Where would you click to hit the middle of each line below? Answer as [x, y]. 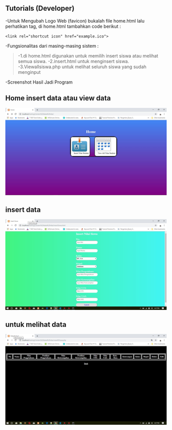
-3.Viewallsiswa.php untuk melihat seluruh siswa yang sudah [82, 67]
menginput [29, 72]
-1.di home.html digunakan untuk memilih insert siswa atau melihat [88, 55]
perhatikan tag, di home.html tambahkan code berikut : [63, 26]
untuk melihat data [36, 325]
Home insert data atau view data [58, 98]
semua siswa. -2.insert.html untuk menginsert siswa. [73, 61]
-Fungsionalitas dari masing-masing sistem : [52, 46]
